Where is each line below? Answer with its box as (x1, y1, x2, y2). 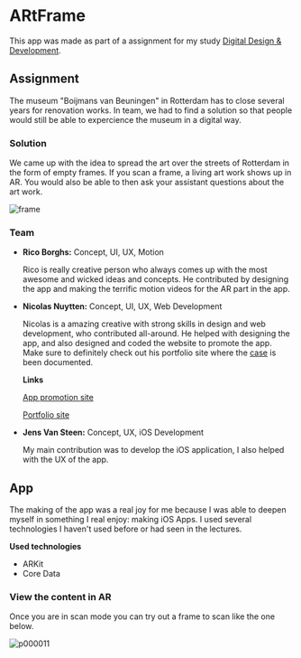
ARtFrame (9, 5, 87, 26)
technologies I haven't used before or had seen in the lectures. (9, 523, 242, 534)
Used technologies (9, 541, 82, 552)
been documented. (22, 357, 94, 368)
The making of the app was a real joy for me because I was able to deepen (9, 504, 287, 515)
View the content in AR (9, 591, 112, 604)
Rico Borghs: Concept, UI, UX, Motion (22, 247, 165, 258)
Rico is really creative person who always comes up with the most (22, 264, 268, 276)
